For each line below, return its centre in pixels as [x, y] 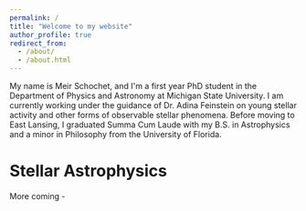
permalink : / [34, 18]
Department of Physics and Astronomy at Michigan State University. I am [147, 95]
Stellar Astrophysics [88, 171]
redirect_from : [38, 43]
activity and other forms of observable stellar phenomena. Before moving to [152, 115]
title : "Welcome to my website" [71, 26]
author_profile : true [51, 35]
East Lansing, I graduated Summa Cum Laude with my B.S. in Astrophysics [150, 125]
